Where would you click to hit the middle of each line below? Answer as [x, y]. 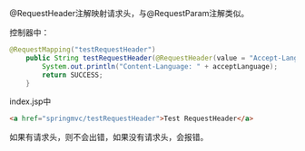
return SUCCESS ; [73, 75]
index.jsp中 [30, 101]
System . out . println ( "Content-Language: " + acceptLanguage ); [160, 66]
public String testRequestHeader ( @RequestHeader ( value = [136, 58]
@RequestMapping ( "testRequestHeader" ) [83, 50]
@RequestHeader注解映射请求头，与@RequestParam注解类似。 [129, 13]
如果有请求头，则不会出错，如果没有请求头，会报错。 [109, 137]
